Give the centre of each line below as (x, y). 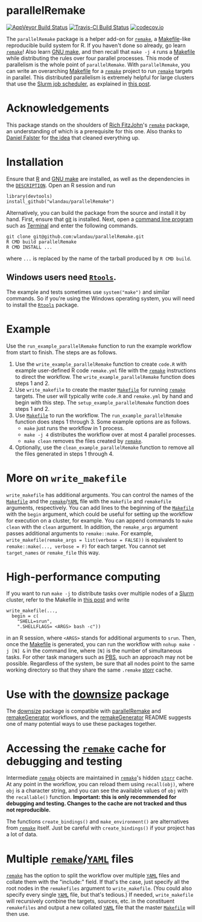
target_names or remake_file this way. (53, 552)
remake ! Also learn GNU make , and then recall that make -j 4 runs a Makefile (101, 51)
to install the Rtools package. (43, 305)
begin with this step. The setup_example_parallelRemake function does (102, 402)
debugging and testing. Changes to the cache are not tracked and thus (96, 804)
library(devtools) (29, 196)
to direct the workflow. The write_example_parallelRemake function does (105, 377)
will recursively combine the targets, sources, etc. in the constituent (90, 901)
